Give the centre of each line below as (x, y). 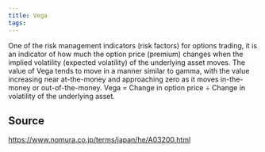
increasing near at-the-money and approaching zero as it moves (113, 79)
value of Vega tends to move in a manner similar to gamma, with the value (129, 70)
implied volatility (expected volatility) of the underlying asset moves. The (127, 62)
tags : (17, 23)
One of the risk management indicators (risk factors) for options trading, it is (133, 45)
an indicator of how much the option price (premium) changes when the (126, 54)
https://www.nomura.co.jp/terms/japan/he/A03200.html (100, 140)
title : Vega (28, 15)
